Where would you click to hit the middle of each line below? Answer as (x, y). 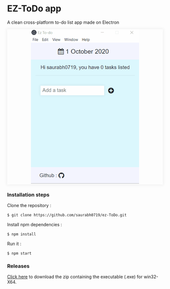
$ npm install (22, 234)
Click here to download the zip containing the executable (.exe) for (75, 277)
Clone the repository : (29, 206)
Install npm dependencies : (35, 225)
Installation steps (28, 195)
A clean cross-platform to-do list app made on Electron (63, 22)
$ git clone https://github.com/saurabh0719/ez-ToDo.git (67, 215)
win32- (151, 277)
